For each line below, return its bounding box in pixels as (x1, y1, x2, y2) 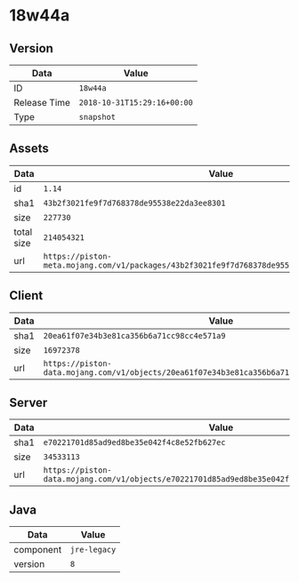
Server (9, 395, 48, 411)
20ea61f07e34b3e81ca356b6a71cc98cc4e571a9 (43, 331, 226, 340)
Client (9, 288, 44, 303)
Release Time (13, 97, 71, 108)
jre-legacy (69, 545, 117, 555)
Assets (9, 141, 49, 156)
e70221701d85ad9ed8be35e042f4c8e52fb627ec (43, 437, 226, 448)
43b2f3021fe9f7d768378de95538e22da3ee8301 (43, 197, 226, 208)
